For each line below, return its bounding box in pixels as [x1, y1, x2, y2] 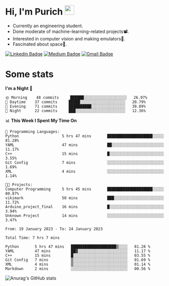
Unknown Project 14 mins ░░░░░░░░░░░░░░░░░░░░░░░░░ [5, 213, 164, 218]
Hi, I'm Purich [5, 6, 63, 18]
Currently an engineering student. [12, 23, 83, 29]
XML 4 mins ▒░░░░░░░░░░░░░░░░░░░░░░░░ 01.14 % [5, 262, 151, 267]
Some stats [5, 69, 54, 80]
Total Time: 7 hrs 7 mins [5, 235, 60, 240]
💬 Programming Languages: [5, 129, 60, 134]
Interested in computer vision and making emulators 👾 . [12, 35, 125, 41]
